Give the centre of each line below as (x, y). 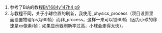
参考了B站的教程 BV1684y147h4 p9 (45, 7)
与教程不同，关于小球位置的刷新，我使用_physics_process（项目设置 (79, 13)
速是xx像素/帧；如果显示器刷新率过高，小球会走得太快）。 (68, 26)
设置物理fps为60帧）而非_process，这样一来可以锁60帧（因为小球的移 (86, 19)
